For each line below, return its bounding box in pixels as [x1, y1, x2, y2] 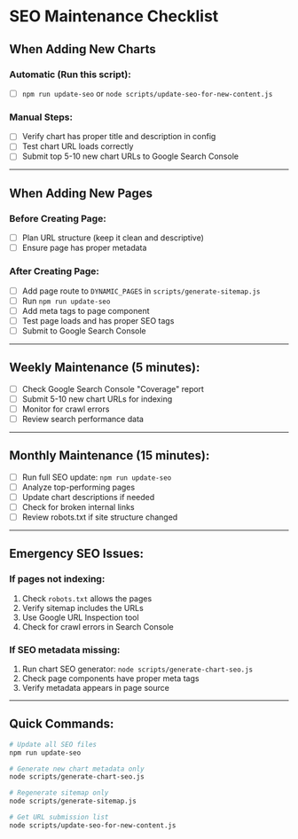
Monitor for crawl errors [21, 404, 110, 414]
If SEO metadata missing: [9, 643, 121, 655]
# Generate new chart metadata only [9, 765, 145, 773]
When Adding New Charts [9, 42, 157, 57]
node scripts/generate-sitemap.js [9, 796, 137, 806]
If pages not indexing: [9, 573, 106, 585]
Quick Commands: [9, 717, 114, 732]
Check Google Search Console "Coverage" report [21, 383, 204, 394]
